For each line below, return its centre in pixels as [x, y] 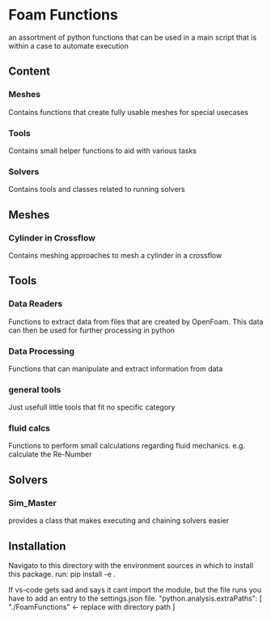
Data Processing [42, 351]
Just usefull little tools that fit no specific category [92, 407]
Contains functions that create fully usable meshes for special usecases [129, 112]
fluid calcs [30, 428]
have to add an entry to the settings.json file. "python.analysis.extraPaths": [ [135, 598]
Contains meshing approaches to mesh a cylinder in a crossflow [115, 255]
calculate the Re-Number [50, 454]
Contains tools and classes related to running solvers [97, 189]
